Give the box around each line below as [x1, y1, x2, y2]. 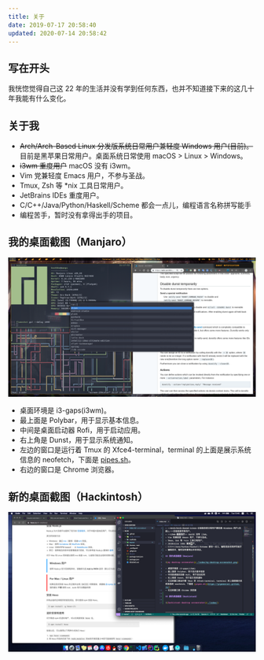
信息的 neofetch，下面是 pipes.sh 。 [19, 455, 135, 465]
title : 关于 [8, 13, 45, 20]
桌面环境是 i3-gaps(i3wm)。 [19, 406, 112, 415]
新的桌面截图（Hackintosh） [8, 490, 148, 503]
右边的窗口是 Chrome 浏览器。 [19, 465, 119, 474]
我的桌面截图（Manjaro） [8, 235, 132, 249]
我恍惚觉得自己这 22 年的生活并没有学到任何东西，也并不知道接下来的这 [8, 83, 241, 94]
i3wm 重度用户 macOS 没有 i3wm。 [19, 161, 135, 170]
